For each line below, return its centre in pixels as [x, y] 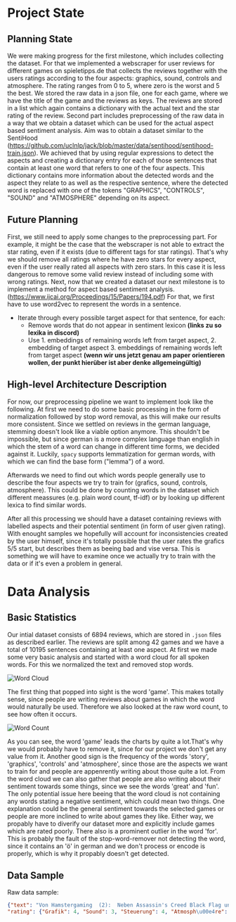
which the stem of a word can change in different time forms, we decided [113, 446]
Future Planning [43, 220]
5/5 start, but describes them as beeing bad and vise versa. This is [104, 548]
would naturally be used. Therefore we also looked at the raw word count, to [118, 706]
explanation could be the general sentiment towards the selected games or [116, 808]
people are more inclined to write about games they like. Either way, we [111, 816]
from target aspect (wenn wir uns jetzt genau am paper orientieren [126, 355]
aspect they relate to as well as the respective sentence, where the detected [118, 183]
